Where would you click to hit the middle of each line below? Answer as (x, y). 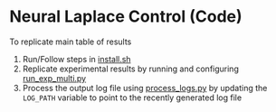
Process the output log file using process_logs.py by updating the (145, 88)
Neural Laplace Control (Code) (126, 17)
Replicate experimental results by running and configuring (131, 69)
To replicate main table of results (71, 42)
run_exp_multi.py (54, 78)
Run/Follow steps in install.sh (76, 59)
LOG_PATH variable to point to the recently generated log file (132, 98)
